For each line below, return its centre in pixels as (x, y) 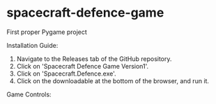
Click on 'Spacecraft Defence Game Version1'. (83, 66)
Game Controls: (29, 94)
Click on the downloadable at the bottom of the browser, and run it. (113, 80)
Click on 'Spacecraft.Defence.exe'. (66, 73)
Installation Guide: (32, 45)
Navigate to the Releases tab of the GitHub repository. (94, 59)
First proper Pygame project (47, 32)
